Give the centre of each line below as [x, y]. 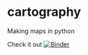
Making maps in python [41, 31]
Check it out [25, 44]
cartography [44, 12]
